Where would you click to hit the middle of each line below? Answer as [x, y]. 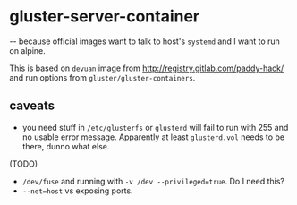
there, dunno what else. [66, 146]
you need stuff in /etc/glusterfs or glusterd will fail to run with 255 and [155, 127]
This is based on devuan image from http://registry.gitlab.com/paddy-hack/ [147, 68]
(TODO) [24, 164]
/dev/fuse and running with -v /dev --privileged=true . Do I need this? [153, 181]
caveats [32, 106]
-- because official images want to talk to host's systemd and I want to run [144, 41]
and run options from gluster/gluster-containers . [102, 77]
